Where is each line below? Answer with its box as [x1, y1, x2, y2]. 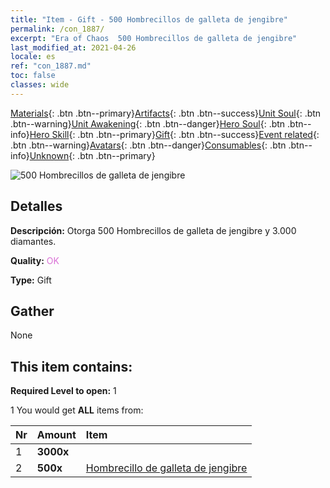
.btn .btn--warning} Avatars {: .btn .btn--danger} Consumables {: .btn [10, 139, 287, 151]
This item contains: [10, 358, 133, 375]
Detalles [10, 198, 63, 215]
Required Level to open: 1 [10, 385, 117, 397]
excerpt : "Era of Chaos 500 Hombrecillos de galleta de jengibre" [10, 33, 298, 43]
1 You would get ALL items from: [10, 404, 144, 416]
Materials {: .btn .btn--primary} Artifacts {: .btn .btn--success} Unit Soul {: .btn [10, 107, 322, 119]
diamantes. [10, 235, 57, 247]
